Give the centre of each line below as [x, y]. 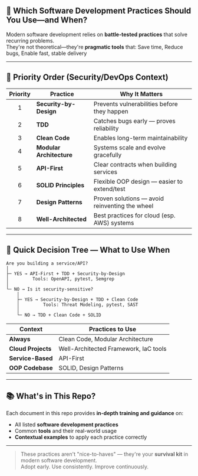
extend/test [109, 188]
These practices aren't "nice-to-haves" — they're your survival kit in [104, 454]
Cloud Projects [30, 349]
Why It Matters [141, 94]
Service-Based [31, 358]
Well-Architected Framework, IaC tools [113, 349]
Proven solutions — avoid [128, 198]
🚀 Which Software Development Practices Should [99, 11]
